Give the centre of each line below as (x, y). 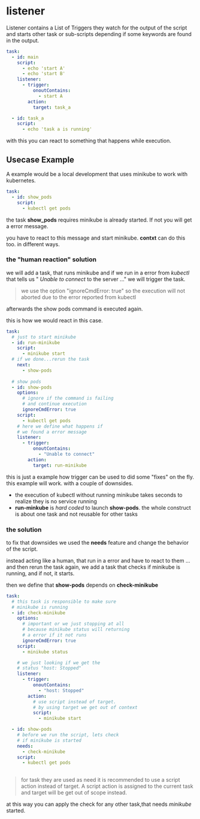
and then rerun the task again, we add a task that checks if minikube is (93, 567)
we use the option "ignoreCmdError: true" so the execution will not (103, 291)
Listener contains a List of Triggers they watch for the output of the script (97, 28)
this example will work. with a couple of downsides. (70, 483)
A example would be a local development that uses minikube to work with (97, 174)
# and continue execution (54, 404)
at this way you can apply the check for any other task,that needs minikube (99, 804)
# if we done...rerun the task (51, 359)
